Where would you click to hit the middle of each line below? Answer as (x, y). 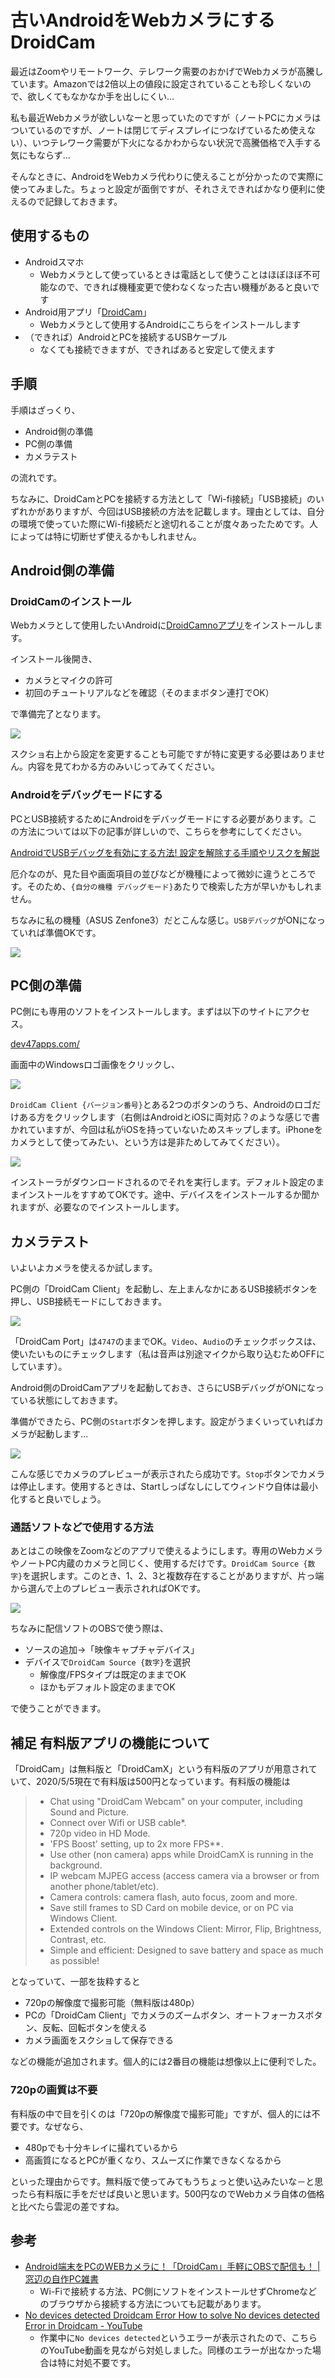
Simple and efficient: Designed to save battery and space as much (186, 1950)
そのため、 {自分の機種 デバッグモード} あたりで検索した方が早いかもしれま (174, 886)
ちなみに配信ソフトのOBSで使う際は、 (89, 1628)
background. (76, 1865)
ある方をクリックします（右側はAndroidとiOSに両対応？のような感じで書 (169, 1117)
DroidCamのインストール (71, 601)
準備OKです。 (73, 932)
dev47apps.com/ (45, 1044)
